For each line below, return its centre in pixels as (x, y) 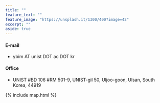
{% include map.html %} (31, 95)
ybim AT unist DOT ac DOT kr (44, 57)
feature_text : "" (24, 15)
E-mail (12, 45)
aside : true (18, 29)
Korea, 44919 (27, 85)
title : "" (16, 10)
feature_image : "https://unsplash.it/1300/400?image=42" (67, 19)
